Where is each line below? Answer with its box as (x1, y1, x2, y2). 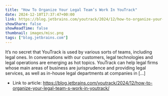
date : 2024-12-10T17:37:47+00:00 (5, 12, 75, 17)
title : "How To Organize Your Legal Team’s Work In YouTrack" (5, 7, 137, 12)
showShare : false (5, 21, 41, 26)
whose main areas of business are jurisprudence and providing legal (5, 64, 146, 70)
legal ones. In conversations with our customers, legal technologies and (5, 54, 153, 60)
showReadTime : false (5, 26, 48, 31)
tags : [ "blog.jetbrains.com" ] (5, 35, 68, 40)
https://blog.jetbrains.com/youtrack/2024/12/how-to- (42, 79, 153, 85)
